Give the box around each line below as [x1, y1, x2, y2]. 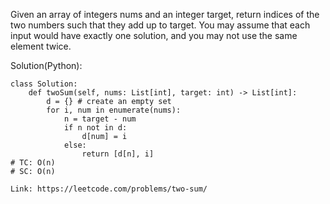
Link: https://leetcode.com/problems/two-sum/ [10, 184, 208, 194]
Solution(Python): [10, 60, 83, 71]
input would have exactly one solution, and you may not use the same [10, 30, 298, 41]
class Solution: [10, 79, 78, 89]
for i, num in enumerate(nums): [46, 105, 182, 115]
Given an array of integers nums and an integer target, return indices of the [10, 9, 320, 20]
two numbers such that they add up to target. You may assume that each [10, 19, 311, 31]
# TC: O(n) [10, 158, 56, 168]
